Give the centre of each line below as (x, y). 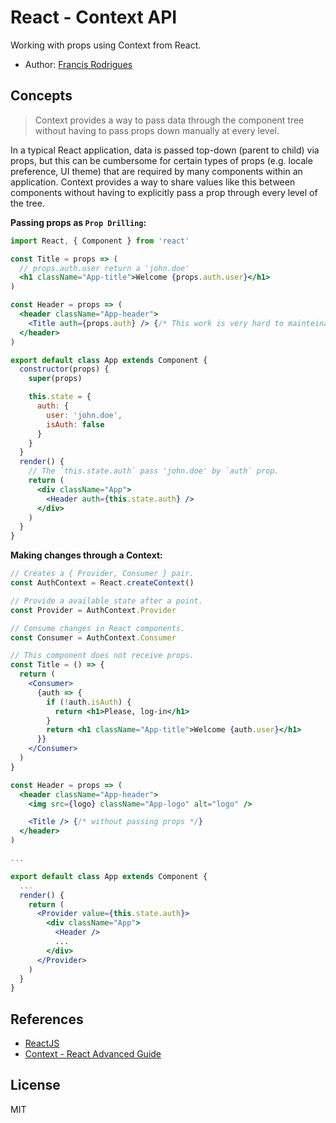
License (35, 1085)
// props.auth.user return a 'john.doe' (104, 268)
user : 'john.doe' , (84, 415)
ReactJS (42, 1043)
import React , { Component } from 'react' (100, 241)
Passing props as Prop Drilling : (78, 222)
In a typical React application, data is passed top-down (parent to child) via (165, 150)
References (47, 1019)
